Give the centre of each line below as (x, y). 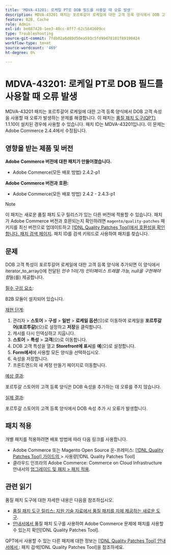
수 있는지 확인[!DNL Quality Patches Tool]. (56, 530)
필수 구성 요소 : (20, 288)
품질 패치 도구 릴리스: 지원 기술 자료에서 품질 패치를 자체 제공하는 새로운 (84, 511)
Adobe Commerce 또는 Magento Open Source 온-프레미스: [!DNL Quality (88, 450)
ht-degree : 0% (20, 52)
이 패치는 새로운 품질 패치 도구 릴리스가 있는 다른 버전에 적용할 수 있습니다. (79, 215)
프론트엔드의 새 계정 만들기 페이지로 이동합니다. (60, 365)
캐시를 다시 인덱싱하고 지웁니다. (44, 334)
